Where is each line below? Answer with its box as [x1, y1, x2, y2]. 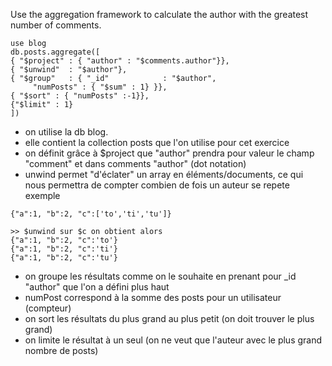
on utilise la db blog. [24, 126, 109, 138]
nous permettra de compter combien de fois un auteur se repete [24, 179, 290, 191]
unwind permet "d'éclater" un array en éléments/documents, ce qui [24, 169, 304, 180]
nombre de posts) [24, 345, 99, 356]
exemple [24, 190, 61, 201]
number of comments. [10, 19, 102, 31]
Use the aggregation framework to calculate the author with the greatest [10, 9, 309, 20]
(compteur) [24, 302, 72, 314]
